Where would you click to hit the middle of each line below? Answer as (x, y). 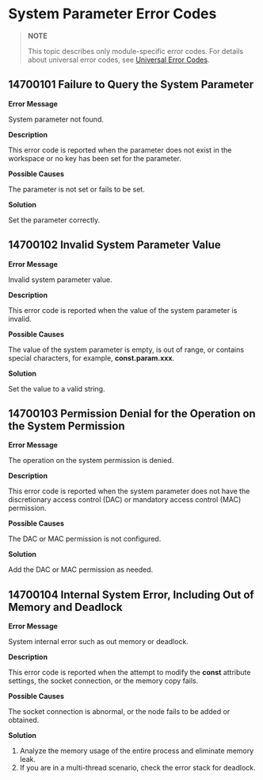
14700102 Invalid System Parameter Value (115, 245)
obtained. (24, 720)
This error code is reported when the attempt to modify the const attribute (130, 673)
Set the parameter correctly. (54, 220)
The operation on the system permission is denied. (91, 461)
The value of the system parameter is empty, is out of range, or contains (126, 349)
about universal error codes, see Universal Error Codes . (118, 60)
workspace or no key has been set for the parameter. (95, 158)
